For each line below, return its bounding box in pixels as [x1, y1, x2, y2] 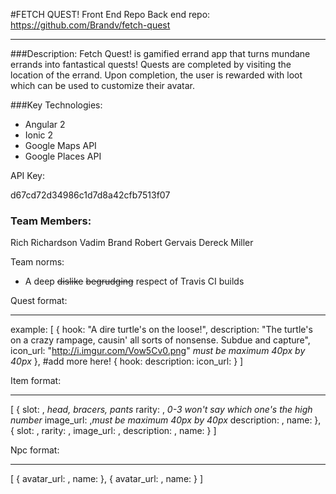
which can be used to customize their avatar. [10, 80, 195, 91]
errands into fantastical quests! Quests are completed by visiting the [10, 59, 292, 70]
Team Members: [10, 214, 92, 228]
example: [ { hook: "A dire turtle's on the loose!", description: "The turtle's [10, 324, 313, 336]
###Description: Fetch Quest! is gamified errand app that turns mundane [10, 48, 311, 59]
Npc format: [10, 444, 60, 456]
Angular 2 [24, 119, 66, 130]
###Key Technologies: [10, 99, 103, 111]
